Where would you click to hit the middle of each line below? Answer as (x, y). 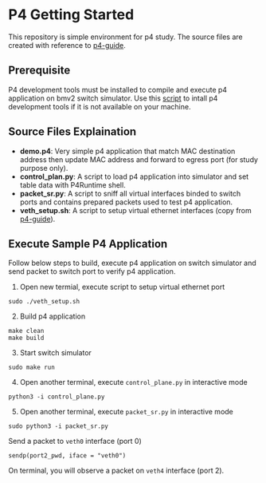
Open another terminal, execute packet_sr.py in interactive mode (126, 412)
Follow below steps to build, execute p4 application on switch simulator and (132, 263)
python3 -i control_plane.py (57, 397)
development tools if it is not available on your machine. (100, 106)
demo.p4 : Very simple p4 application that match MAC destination (127, 151)
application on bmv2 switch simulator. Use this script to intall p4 (113, 98)
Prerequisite (39, 71)
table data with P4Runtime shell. (72, 184)
